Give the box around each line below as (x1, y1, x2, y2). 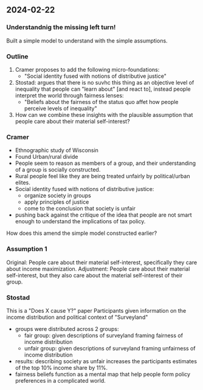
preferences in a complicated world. (15, 377, 106, 384)
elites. (15, 179, 30, 186)
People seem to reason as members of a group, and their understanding (15, 159, 196, 167)
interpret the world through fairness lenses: (15, 91, 124, 99)
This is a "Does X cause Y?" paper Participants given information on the (6, 307, 187, 314)
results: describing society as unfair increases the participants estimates (15, 357, 198, 364)
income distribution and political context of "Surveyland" (6, 313, 148, 321)
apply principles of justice (24, 198, 89, 206)
